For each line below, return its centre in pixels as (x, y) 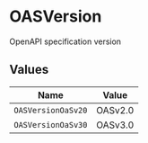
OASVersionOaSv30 (51, 125)
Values (29, 70)
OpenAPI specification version (65, 41)
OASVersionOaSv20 (51, 110)
